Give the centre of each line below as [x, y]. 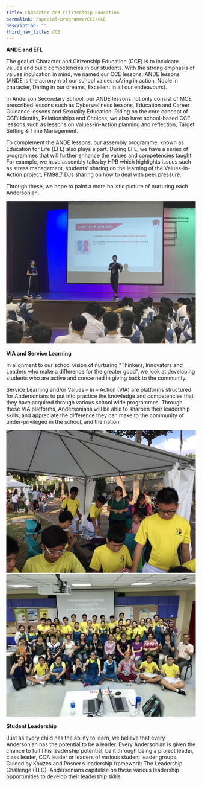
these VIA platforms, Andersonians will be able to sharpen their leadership [98, 409]
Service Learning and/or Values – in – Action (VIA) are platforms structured [99, 390]
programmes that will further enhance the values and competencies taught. [100, 155]
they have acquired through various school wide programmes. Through [94, 403]
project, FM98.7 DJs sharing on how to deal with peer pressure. [103, 174]
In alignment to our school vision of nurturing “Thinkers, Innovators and [95, 365]
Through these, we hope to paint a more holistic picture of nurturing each [97, 187]
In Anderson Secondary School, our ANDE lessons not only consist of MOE [99, 99]
